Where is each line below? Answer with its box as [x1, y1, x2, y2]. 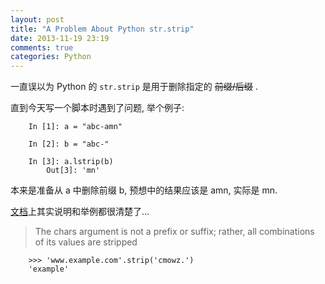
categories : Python [10, 52, 92, 62]
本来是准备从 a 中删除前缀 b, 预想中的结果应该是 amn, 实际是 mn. [10, 184, 278, 196]
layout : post [10, 14, 65, 25]
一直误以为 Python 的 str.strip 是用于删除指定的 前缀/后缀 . [10, 81, 258, 93]
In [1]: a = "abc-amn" [28, 122, 123, 132]
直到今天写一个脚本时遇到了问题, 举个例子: [10, 102, 185, 114]
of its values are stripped [34, 236, 138, 248]
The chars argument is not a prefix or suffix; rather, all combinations [34, 226, 315, 238]
